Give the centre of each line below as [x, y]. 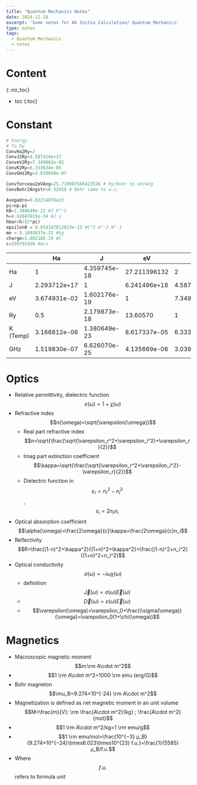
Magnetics [33, 640]
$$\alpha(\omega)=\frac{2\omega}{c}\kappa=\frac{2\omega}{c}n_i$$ [103, 530]
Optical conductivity [39, 564]
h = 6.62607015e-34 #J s [34, 216]
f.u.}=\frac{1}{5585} [155, 743]
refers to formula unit [40, 776]
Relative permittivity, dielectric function [62, 395]
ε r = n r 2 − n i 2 [107, 491]
